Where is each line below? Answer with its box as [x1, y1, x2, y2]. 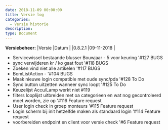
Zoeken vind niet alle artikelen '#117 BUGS [12, 65, 100, 71]
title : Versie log [5, 12, 44, 17]
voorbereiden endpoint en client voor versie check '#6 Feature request [12, 119, 160, 125]
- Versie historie [10, 21, 49, 27]
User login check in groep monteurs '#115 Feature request [12, 103, 134, 109]
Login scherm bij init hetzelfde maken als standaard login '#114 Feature [12, 108, 161, 114]
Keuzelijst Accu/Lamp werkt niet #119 [12, 87, 91, 93]
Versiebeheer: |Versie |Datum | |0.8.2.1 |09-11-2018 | [5, 45, 115, 51]
